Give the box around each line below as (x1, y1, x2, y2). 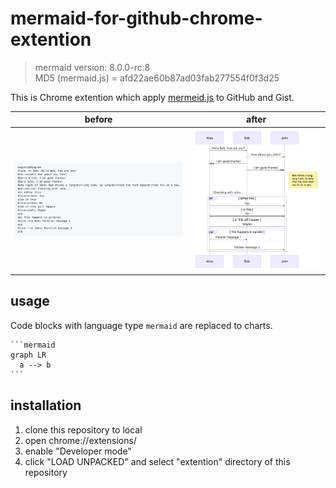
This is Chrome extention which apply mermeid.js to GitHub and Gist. (10, 91, 295, 103)
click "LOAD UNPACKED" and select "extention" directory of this (24, 455, 291, 467)
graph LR (10, 350, 47, 360)
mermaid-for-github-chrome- (10, 7, 263, 30)
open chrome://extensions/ (24, 434, 137, 446)
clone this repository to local (24, 423, 143, 436)
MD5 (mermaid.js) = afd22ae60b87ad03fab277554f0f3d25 (34, 72, 280, 84)
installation (10, 397, 82, 414)
